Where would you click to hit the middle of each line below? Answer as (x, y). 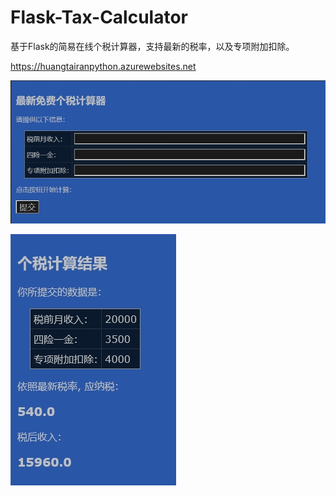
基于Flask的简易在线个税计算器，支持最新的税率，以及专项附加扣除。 (152, 46)
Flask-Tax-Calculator (99, 17)
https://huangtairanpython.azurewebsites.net (103, 66)
